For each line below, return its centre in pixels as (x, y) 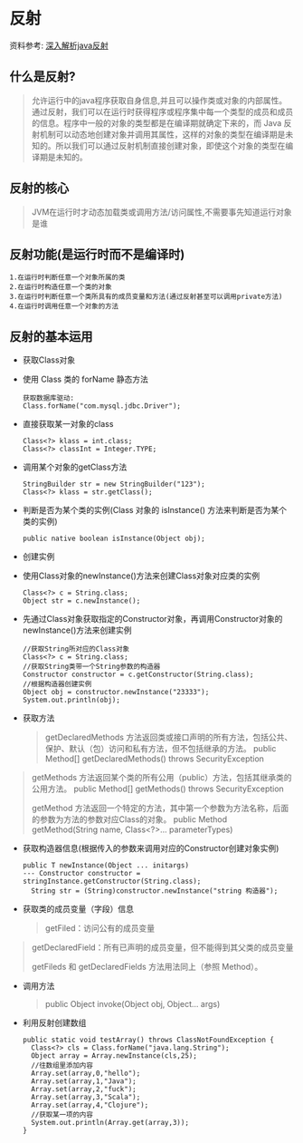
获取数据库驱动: (48, 398)
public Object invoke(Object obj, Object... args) (133, 1004)
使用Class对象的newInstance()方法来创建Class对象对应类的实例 (141, 576)
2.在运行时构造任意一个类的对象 (61, 287)
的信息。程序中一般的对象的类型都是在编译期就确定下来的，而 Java (156, 122)
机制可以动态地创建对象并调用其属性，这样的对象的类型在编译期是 (162, 134)
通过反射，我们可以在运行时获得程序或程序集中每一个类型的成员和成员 (162, 111)
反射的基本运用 (51, 336)
